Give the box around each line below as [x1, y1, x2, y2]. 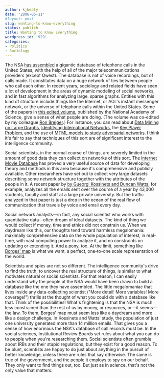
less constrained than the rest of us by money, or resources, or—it [5, 304, 139, 310]
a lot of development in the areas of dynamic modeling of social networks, [5, 88, 155, 94]
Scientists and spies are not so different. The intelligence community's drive [5, 262, 159, 268]
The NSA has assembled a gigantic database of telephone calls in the [5, 62, 145, 68]
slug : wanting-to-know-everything [5, 21, 76, 26]
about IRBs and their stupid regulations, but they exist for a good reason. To [5, 341, 158, 347]
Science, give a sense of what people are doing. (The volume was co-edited [5, 114, 159, 120]
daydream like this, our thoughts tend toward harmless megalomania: [5, 227, 145, 233]
